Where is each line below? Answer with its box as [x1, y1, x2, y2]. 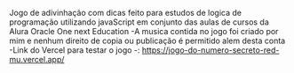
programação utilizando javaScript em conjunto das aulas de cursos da [9, 17, 269, 27]
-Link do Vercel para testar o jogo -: [9, 45, 140, 55]
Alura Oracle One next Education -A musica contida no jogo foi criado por [9, 26, 279, 36]
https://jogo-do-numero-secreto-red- [141, 45, 280, 55]
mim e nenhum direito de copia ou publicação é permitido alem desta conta [9, 35, 286, 46]
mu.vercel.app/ [9, 55, 65, 64]
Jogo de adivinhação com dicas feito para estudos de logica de [9, 8, 242, 18]
